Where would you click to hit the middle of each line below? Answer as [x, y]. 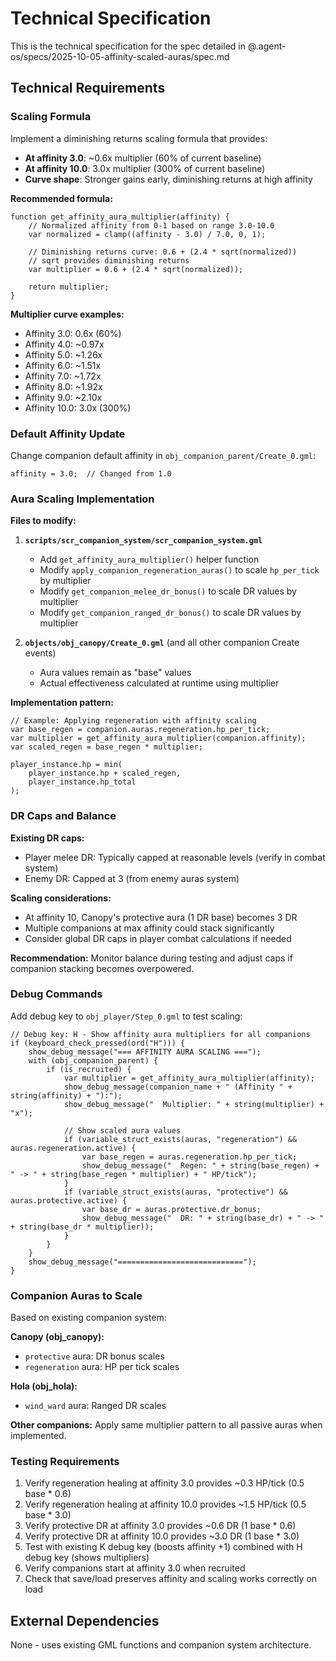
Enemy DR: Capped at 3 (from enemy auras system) [132, 878]
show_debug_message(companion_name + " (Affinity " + [178, 1087]
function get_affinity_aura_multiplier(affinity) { [120, 217]
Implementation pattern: [62, 703]
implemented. [38, 1436]
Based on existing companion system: [88, 1318]
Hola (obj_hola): [44, 1386]
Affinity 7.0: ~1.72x [63, 376]
